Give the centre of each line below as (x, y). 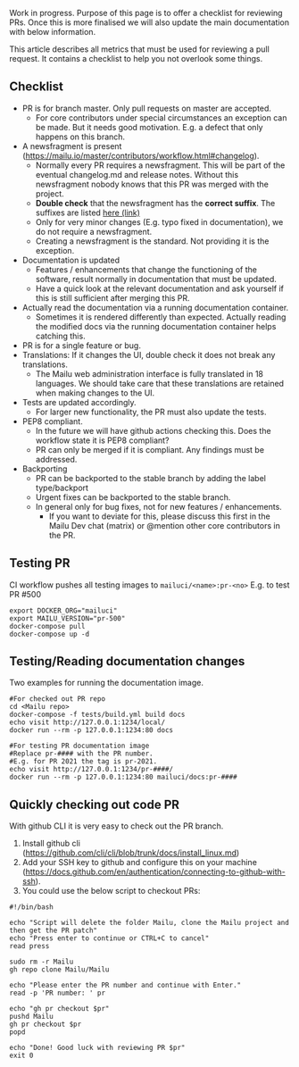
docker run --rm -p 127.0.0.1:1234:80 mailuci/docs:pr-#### (124, 777)
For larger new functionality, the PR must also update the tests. (151, 412)
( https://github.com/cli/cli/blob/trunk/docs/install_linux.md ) (131, 853)
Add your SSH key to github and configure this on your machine (139, 863)
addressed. (56, 459)
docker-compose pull (48, 626)
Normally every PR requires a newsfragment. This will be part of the (160, 165)
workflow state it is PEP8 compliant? (102, 440)
